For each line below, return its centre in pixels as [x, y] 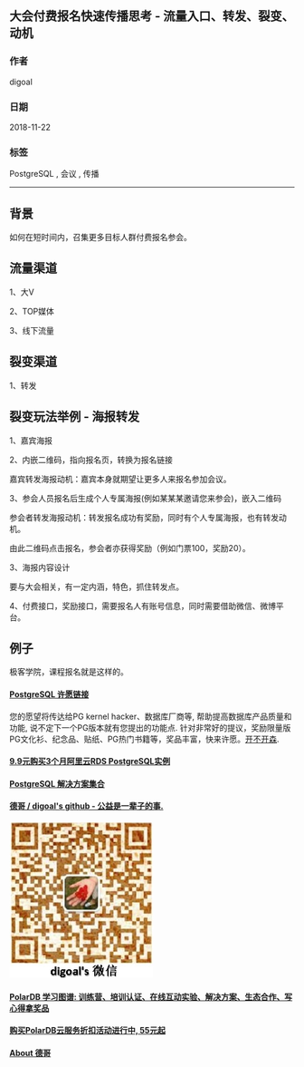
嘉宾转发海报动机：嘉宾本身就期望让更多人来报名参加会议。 [120, 479]
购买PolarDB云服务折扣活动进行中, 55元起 [87, 1031]
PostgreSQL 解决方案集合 [57, 783]
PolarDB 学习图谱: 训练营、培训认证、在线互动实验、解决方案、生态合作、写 [151, 996]
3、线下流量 [32, 330]
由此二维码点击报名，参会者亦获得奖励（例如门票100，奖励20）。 [130, 548]
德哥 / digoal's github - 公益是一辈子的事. [86, 806]
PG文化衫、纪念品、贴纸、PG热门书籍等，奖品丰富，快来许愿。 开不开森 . [144, 739]
